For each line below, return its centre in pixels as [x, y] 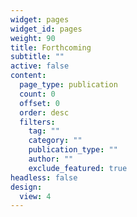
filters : [37, 122]
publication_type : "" [73, 150]
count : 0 [37, 94]
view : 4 [35, 196]
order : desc [44, 112]
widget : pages [40, 19]
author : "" [51, 159]
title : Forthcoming [51, 47]
